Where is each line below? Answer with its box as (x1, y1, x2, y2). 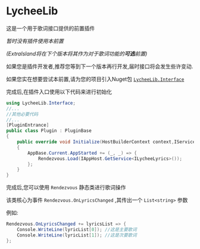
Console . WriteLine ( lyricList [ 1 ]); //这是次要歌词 (17, 232, 137, 238)
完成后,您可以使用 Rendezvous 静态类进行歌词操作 (6, 184, 126, 191)
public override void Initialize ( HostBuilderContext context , (17, 139, 174, 145)
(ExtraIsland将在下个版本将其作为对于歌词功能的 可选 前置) (6, 50, 148, 57)
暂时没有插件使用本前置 (6, 37, 64, 44)
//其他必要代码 (6, 111, 39, 117)
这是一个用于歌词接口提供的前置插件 (6, 24, 95, 32)
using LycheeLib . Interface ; (6, 100, 76, 106)
